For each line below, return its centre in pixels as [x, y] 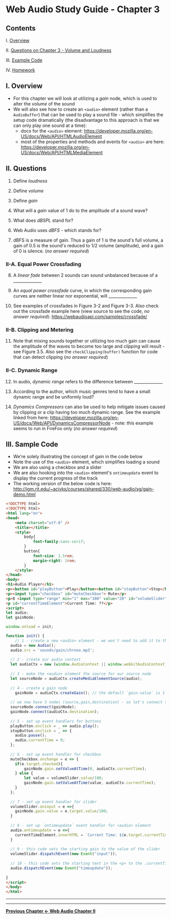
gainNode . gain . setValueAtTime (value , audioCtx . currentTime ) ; [90, 783]
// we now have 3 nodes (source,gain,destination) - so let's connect [87, 702]
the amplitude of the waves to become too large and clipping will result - [89, 346]
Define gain [25, 200]
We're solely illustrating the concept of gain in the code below [78, 457]
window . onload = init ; [30, 627]
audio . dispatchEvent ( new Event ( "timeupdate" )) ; [62, 868]
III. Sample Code [32, 444]
